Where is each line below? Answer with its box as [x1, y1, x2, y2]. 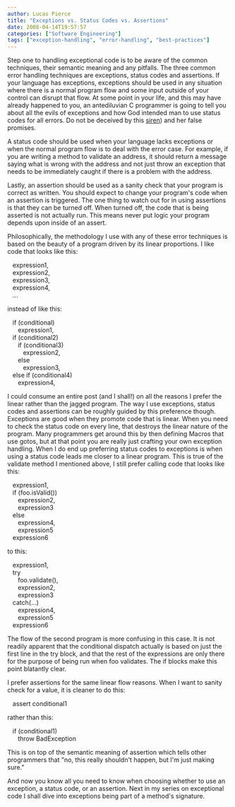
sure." [7, 763, 25, 772]
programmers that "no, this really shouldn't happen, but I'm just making [7, 755, 215, 764]
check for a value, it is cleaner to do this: [7, 686, 126, 695]
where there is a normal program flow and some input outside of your [7, 86, 210, 95]
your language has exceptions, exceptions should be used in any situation [7, 78, 222, 87]
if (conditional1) [12, 727, 58, 736]
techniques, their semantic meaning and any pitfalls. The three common [7, 64, 216, 72]
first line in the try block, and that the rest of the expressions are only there [7, 649, 225, 658]
